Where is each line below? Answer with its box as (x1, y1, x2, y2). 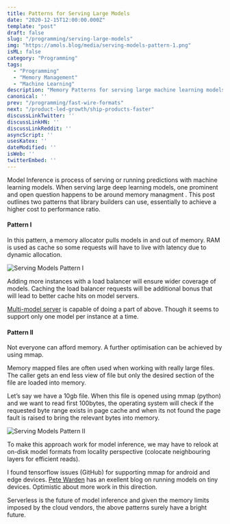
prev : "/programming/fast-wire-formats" (7, 100, 125, 106)
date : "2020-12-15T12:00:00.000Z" (7, 16, 106, 23)
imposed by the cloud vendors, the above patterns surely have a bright (7, 503, 207, 512)
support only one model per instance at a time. (7, 312, 139, 320)
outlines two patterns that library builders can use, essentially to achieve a (7, 197, 217, 206)
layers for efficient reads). (7, 455, 80, 464)
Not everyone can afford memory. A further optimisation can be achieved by (7, 343, 222, 352)
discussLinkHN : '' (7, 118, 60, 126)
